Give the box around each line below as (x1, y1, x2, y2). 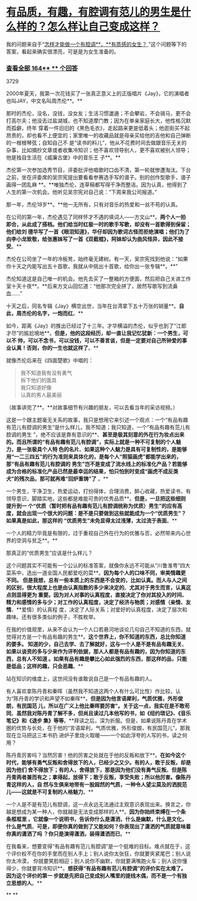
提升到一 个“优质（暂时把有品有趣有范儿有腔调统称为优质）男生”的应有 (6, 502, 178, 509)
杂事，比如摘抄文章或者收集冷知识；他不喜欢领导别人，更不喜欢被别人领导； (6, 146, 191, 153)
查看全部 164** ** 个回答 (6, 64, 78, 72)
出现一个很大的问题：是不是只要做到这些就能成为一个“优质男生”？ (26, 510, 186, 517)
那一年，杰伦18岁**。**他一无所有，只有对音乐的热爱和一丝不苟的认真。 (6, 201, 181, 208)
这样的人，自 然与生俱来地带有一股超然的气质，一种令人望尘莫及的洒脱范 (11, 781, 188, 788)
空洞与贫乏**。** (16, 537, 58, 544)
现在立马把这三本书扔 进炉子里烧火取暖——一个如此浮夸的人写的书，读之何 (6, 732, 188, 739)
